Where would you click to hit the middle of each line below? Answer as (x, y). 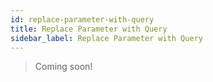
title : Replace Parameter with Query (89, 29)
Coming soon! (63, 67)
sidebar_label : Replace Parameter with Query (106, 38)
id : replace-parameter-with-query (82, 19)
